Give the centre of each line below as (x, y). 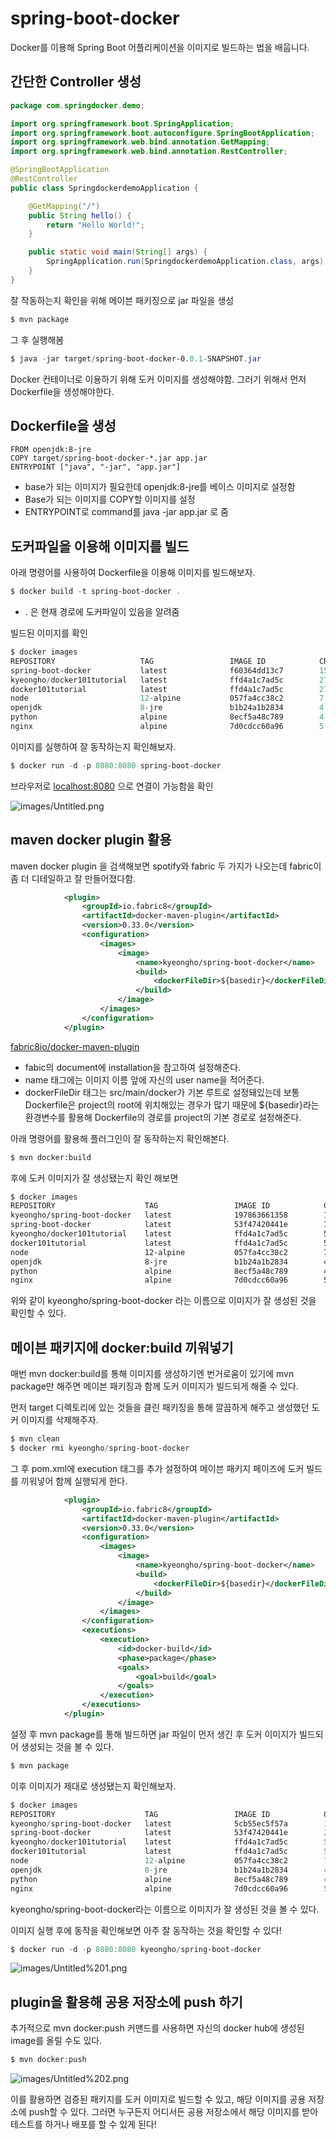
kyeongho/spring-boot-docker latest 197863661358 (149, 1215)
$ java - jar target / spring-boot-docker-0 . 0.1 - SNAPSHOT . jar (136, 358)
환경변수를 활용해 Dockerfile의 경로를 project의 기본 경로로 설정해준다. (163, 1117)
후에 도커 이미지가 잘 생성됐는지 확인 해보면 (94, 1178)
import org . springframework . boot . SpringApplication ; (122, 123)
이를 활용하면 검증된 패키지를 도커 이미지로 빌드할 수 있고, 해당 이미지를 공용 (158, 2099)
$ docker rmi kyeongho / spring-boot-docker (100, 1448)
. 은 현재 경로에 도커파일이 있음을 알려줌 (102, 611)
